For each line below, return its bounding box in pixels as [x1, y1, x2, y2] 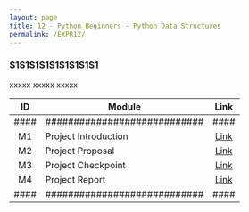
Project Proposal [45, 144, 115, 157]
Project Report [45, 173, 106, 185]
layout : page [9, 12, 58, 22]
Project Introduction [45, 130, 129, 143]
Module [108, 100, 141, 112]
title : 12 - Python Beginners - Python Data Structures [9, 21, 221, 30]
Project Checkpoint [45, 159, 127, 171]
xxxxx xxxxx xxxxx [9, 79, 79, 90]
